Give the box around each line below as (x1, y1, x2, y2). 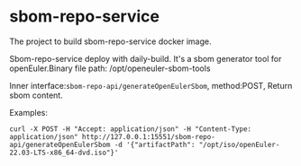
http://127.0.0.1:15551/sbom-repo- (81, 132, 216, 141)
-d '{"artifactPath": (114, 140, 196, 149)
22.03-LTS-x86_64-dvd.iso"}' (9, 148, 119, 157)
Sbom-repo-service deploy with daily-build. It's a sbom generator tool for (9, 53, 282, 64)
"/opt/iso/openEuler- (198, 140, 280, 149)
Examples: (9, 107, 48, 118)
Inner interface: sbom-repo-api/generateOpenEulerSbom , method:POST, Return (9, 80, 293, 91)
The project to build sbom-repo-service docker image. (9, 36, 212, 47)
